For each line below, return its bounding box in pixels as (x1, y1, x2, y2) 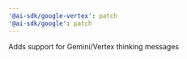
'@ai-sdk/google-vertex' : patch (8, 11, 117, 20)
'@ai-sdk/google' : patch (8, 19, 92, 27)
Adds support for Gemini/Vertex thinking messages (8, 41, 180, 51)
